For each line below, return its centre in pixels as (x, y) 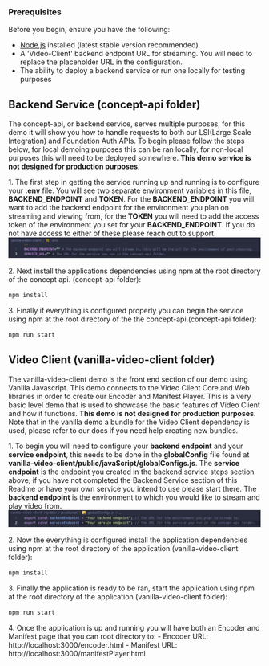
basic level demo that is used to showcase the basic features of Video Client (134, 405)
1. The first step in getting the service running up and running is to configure (134, 182)
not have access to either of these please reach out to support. (112, 233)
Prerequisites (35, 12)
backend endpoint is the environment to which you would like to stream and (134, 497)
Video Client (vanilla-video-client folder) (112, 360)
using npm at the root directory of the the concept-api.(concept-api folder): (132, 319)
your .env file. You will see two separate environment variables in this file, (130, 190)
